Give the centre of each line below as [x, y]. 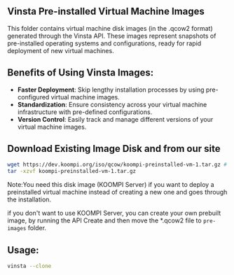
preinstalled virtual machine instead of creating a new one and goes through [117, 192]
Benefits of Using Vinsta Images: [81, 73]
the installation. [29, 199]
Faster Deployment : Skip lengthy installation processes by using [111, 90]
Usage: [23, 250]
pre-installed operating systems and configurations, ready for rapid [104, 43]
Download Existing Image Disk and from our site [114, 149]
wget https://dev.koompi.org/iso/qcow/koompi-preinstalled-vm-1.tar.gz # [117, 165]
